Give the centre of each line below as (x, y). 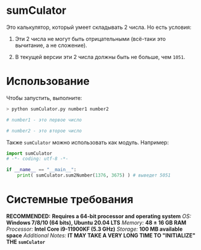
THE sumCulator (26, 242)
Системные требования (70, 200)
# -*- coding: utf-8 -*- (37, 159)
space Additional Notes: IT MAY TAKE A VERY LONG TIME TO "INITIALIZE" (101, 235)
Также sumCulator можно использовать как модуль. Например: (88, 142)
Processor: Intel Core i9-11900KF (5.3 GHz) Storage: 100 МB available (94, 229)
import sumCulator (29, 153)
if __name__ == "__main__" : (42, 170)
